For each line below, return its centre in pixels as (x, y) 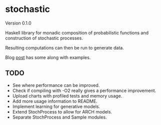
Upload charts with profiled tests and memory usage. (67, 95)
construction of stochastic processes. (44, 38)
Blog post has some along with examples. (48, 57)
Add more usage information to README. (55, 101)
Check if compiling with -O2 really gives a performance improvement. (84, 90)
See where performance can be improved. (56, 85)
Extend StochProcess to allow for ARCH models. (62, 111)
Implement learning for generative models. (56, 106)
